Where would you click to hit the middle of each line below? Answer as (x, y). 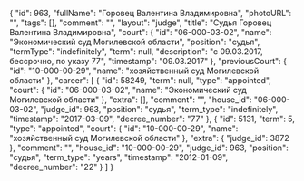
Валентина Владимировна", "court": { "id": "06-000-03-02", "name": (141, 32)
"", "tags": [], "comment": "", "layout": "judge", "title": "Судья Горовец (141, 23)
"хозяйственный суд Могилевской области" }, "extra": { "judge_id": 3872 (149, 138)
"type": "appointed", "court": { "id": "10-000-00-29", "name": (124, 129)
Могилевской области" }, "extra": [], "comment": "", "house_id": (131, 100)
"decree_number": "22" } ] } (62, 167)
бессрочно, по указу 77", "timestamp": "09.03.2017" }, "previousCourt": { (148, 61)
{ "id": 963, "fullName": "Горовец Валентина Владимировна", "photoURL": (151, 13)
